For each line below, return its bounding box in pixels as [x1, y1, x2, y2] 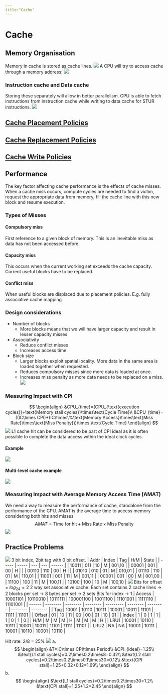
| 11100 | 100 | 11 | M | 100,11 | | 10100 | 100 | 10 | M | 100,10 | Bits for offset [5, 579, 162, 585]
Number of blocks [12, 320, 50, 326]
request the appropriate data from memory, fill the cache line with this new [5, 194, 159, 200]
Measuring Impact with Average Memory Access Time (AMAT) [5, 491, 161, 498]
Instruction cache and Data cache [5, 81, 89, 88]
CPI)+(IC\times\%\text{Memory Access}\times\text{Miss [37, 415, 153, 421]
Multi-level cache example [5, 468, 62, 474]
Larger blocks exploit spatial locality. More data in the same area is [20, 358, 158, 364]
